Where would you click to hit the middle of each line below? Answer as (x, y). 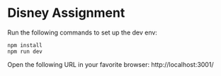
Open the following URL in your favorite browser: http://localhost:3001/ (110, 64)
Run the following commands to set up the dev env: (83, 32)
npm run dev (25, 51)
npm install (25, 45)
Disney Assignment (66, 13)
